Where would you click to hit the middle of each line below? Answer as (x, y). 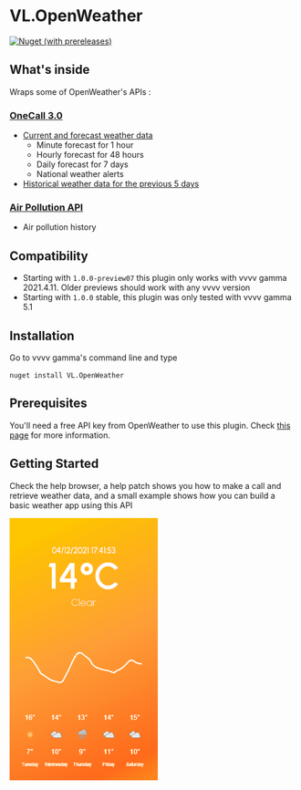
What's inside (50, 70)
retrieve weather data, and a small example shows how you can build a (142, 495)
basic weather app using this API (71, 505)
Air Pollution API (47, 207)
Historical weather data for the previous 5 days (111, 184)
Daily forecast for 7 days (83, 164)
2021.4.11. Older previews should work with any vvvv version (136, 287)
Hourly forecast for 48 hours (90, 155)
